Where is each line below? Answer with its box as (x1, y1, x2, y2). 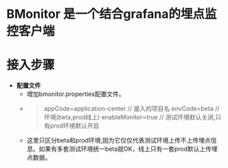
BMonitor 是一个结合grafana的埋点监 (6, 6, 217, 22)
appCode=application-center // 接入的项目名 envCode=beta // (43, 104, 220, 113)
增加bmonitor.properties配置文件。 (26, 90, 125, 98)
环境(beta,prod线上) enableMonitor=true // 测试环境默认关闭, (43, 113, 216, 121)
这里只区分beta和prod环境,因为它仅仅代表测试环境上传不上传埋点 (26, 136, 211, 145)
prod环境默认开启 (49, 121, 100, 130)
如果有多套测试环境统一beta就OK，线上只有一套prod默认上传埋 (38, 145, 218, 153)
